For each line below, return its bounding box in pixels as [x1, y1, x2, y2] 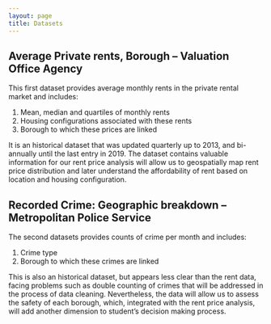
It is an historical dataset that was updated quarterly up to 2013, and [8, 141, 235, 150]
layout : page [8, 11, 53, 20]
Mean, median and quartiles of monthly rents [19, 107, 170, 117]
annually [8, 149, 37, 158]
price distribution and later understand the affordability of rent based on [8, 166, 248, 176]
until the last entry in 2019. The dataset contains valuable [38, 149, 229, 158]
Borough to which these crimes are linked [19, 256, 159, 267]
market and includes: [8, 92, 78, 102]
